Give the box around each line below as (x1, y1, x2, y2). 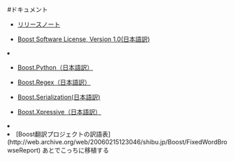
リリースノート (17, 20, 61, 29)
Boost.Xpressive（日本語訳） (17, 108, 101, 116)
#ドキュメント (7, 6, 48, 13)
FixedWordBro (186, 138, 228, 146)
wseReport (7, 146, 39, 154)
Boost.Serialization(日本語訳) (17, 93, 101, 101)
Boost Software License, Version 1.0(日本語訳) (17, 35, 150, 43)
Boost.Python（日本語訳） (17, 63, 94, 71)
